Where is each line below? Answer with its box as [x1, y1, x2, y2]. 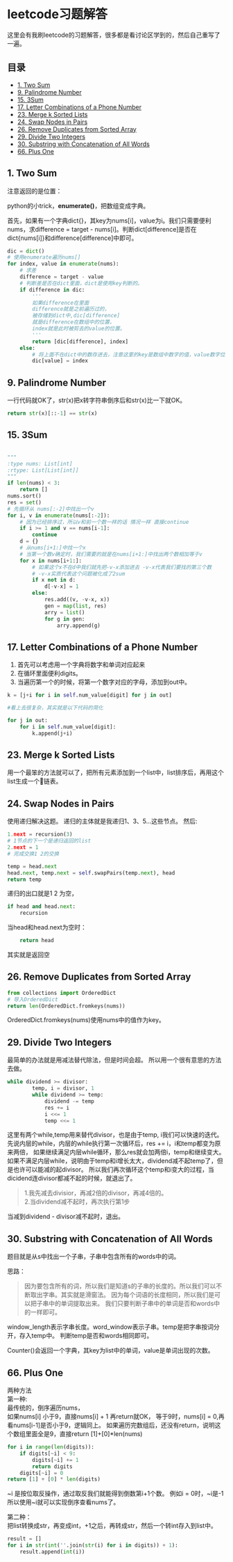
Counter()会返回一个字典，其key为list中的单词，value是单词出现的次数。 [7, 1346, 214, 1355]
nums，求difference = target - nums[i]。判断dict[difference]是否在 [7, 225, 198, 233]
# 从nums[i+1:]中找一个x [19, 544, 87, 552]
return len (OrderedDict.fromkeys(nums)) [7, 1003, 126, 1010]
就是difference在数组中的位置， [32, 319, 115, 326]
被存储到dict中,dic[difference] [32, 312, 120, 319]
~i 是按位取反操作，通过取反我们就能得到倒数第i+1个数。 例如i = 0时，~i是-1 [7, 1490, 224, 1498]
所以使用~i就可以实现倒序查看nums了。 [7, 1498, 120, 1506]
